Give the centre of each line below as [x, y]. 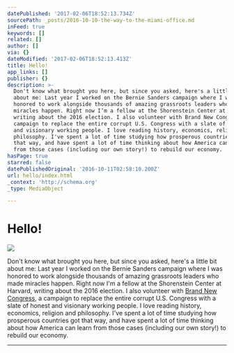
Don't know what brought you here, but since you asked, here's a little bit [112, 261]
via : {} [18, 53]
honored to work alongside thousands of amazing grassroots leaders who [113, 276]
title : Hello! [28, 65]
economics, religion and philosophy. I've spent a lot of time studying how [112, 313]
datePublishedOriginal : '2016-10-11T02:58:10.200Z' [84, 169]
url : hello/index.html [40, 175]
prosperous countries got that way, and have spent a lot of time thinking [110, 320]
